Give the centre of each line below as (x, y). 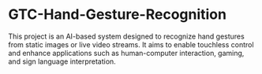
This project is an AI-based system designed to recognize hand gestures (126, 36)
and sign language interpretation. (62, 61)
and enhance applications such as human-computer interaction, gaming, (126, 53)
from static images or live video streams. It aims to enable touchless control (131, 44)
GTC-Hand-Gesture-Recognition (118, 15)
